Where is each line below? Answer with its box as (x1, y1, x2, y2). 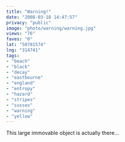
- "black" (6, 63, 31, 70)
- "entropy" (6, 86, 35, 92)
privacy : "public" (6, 20, 51, 25)
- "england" (6, 80, 35, 86)
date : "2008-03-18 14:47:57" (6, 14, 78, 20)
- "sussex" (6, 102, 33, 108)
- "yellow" (6, 113, 33, 119)
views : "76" (6, 31, 35, 37)
